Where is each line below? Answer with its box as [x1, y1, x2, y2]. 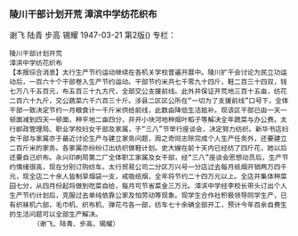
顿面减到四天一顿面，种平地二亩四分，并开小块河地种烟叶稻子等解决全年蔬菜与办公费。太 [9, 116, 287, 125]
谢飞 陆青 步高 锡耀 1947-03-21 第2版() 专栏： [9, 29, 176, 41]
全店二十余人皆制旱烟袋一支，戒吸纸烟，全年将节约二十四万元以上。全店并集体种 [28, 172, 281, 182]
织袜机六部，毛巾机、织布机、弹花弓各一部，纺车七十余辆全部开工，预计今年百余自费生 [15, 200, 287, 210]
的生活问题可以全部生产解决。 [9, 210, 102, 219]
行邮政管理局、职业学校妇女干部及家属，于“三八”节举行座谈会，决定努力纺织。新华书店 [9, 125, 282, 134]
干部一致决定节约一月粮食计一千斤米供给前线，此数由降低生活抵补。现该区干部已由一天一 [9, 106, 287, 115]
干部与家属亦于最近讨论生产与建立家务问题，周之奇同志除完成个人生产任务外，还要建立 [15, 134, 287, 143]
